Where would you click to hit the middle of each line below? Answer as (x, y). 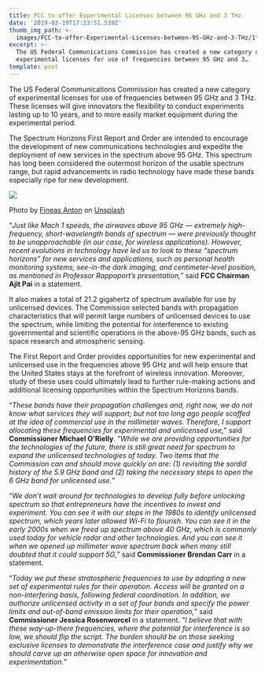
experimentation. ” (38, 661)
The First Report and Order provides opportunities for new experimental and (132, 356)
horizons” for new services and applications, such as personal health (122, 259)
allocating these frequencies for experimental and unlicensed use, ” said (126, 430)
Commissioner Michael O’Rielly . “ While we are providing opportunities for (130, 438)
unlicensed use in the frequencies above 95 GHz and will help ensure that (129, 364)
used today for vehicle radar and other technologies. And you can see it (126, 538)
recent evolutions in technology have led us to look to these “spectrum (123, 250)
